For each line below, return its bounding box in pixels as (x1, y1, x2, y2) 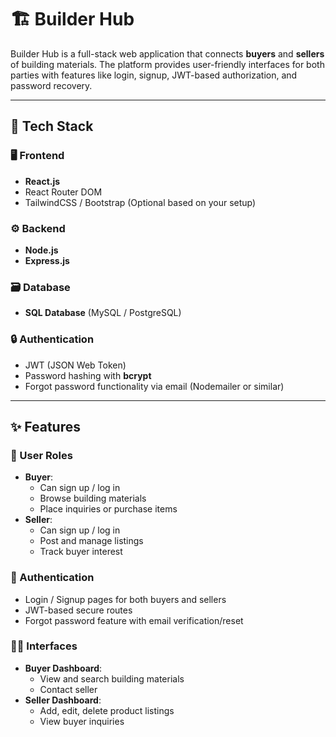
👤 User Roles (10, 448, 73, 462)
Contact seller (39, 683, 98, 695)
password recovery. (10, 79, 93, 91)
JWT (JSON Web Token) (24, 359, 127, 371)
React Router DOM (24, 186, 103, 198)
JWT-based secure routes (24, 604, 133, 616)
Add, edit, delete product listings (39, 704, 175, 716)
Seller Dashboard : (24, 694, 102, 706)
